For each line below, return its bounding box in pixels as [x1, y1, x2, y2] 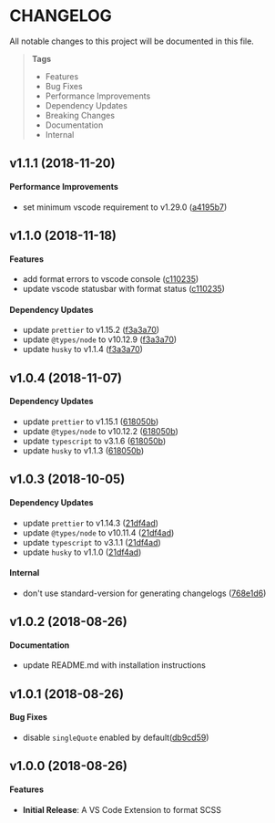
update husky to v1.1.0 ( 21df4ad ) [22, 547, 142, 557]
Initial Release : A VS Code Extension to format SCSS [22, 804, 221, 815]
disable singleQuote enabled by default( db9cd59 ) [22, 732, 209, 743]
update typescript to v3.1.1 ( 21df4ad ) [22, 537, 161, 547]
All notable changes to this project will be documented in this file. [9, 36, 255, 47]
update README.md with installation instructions [22, 660, 207, 671]
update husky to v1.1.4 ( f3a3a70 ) [22, 344, 144, 355]
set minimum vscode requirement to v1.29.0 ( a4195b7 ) [22, 202, 228, 213]
